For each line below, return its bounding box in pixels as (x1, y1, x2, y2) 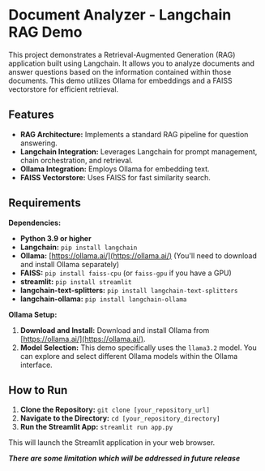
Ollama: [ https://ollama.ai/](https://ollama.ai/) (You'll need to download (19, 250, 258, 261)
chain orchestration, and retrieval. (19, 155, 134, 165)
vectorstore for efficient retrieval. (8, 84, 119, 94)
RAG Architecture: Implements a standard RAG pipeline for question (19, 129, 249, 139)
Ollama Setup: (8, 309, 58, 319)
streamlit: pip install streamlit (19, 276, 132, 286)
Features (8, 108, 54, 122)
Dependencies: (8, 218, 62, 227)
